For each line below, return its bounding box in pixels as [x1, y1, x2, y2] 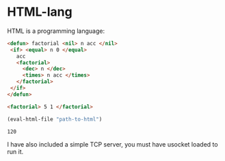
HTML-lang [7, 4, 73, 20]
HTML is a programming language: [7, 27, 105, 35]
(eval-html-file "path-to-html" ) [7, 116, 103, 123]
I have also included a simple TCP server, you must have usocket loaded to [7, 140, 218, 148]
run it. [7, 147, 24, 156]
